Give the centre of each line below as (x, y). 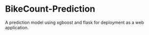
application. (17, 27)
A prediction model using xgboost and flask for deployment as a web (74, 22)
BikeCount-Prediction (50, 9)
